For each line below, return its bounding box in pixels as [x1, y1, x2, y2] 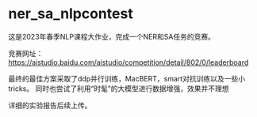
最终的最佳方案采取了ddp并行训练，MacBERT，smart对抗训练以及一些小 [8, 74, 246, 83]
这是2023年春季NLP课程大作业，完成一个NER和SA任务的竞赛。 [8, 32, 216, 41]
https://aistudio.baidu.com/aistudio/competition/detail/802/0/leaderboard [8, 57, 249, 67]
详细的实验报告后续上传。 [8, 100, 92, 110]
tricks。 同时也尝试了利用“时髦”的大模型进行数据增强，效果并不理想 [8, 84, 229, 93]
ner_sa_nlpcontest [8, 5, 133, 23]
